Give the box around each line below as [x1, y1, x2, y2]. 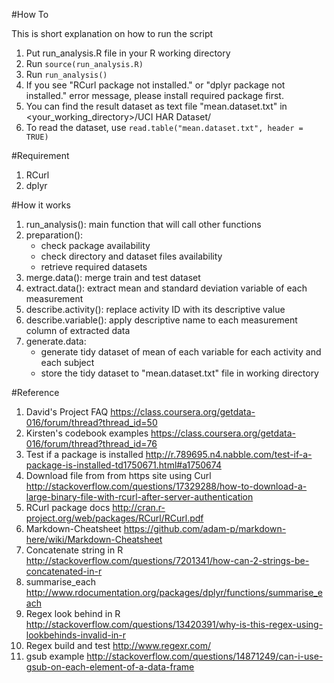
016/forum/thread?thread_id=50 [25, 417, 158, 428]
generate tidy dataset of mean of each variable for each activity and [40, 346, 322, 358]
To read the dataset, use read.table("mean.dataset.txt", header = [25, 122, 304, 133]
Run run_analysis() [25, 69, 108, 80]
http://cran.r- [112, 502, 166, 513]
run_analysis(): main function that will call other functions [25, 219, 262, 230]
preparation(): [25, 229, 84, 241]
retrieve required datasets [40, 261, 148, 273]
